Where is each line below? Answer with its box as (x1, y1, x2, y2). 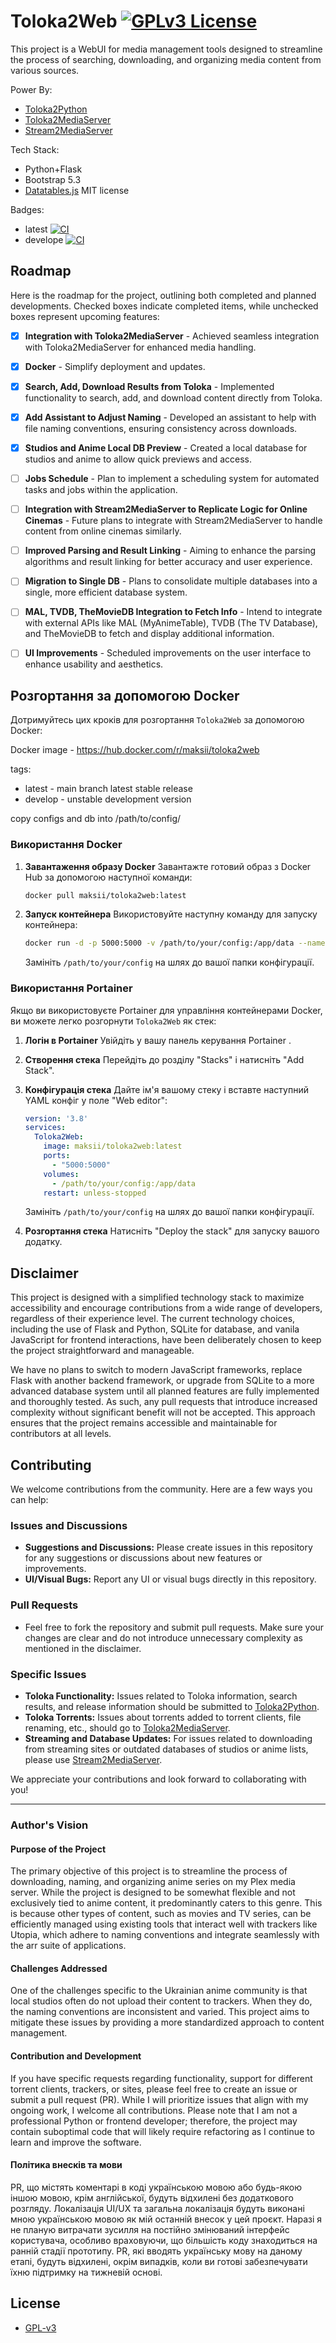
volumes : (43, 1169, 80, 1179)
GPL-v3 (24, 2321, 57, 2334)
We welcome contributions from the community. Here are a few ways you (10, 1483, 313, 1495)
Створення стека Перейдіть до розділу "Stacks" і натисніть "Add (24, 1053, 305, 1065)
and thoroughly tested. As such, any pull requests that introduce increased (10, 1396, 318, 1408)
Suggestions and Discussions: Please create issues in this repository (24, 1541, 313, 1554)
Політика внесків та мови (10, 2159, 123, 2171)
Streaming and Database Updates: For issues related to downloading (24, 1732, 313, 1744)
